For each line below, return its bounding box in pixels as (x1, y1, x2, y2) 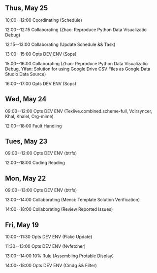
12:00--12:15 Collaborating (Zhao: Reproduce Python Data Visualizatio (5, 27, 147, 33)
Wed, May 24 (5, 95, 47, 103)
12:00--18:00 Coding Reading (5, 160, 65, 166)
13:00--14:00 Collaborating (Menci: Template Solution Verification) (5, 197, 140, 203)
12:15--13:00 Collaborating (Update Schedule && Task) (5, 41, 116, 47)
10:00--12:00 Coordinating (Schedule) (5, 17, 82, 23)
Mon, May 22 (5, 174, 46, 182)
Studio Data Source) (5, 71, 46, 77)
